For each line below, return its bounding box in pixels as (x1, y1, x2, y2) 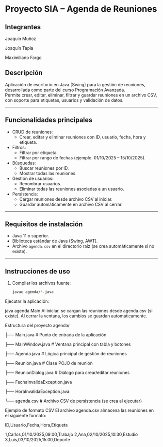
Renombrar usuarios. (19, 180, 62, 186)
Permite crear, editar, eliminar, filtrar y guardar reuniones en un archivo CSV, (5, 92, 157, 98)
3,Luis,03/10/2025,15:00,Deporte (5, 437, 70, 443)
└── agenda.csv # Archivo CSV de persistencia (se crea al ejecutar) (5, 398, 142, 404)
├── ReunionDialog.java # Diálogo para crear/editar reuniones (5, 369, 130, 376)
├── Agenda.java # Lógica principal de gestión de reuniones (5, 351, 127, 357)
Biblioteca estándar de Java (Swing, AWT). (12, 238, 98, 244)
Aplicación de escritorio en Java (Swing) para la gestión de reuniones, (5, 81, 146, 87)
